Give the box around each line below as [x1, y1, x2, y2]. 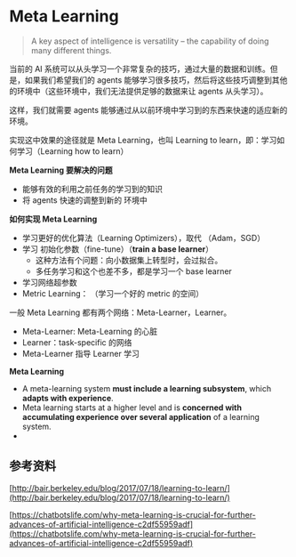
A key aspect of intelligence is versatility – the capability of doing [30, 36, 269, 46]
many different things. [30, 44, 112, 55]
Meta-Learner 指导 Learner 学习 [21, 348, 140, 359]
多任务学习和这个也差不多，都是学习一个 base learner [35, 265, 233, 277]
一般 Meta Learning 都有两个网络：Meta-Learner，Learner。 [9, 307, 232, 318]
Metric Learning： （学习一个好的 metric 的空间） [21, 287, 204, 299]
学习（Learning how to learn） [16, 145, 129, 157]
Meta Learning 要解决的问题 [9, 165, 113, 175]
